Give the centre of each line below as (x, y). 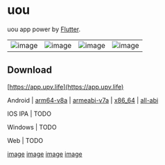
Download (29, 70)
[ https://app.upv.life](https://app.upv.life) (66, 87)
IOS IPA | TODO (29, 114)
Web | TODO (25, 140)
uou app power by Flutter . (44, 29)
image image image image (45, 154)
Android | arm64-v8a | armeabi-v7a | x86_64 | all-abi (83, 100)
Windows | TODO (32, 127)
